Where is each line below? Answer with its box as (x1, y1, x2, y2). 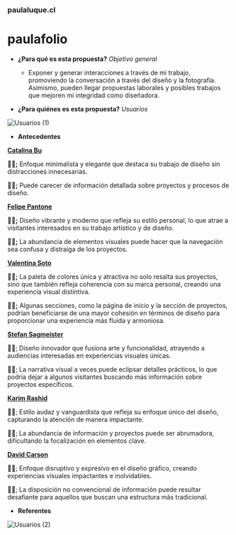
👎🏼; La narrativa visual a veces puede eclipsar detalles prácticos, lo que (7, 365, 218, 373)
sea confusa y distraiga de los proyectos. (7, 245, 128, 253)
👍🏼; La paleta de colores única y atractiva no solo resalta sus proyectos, (7, 272, 218, 281)
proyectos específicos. (7, 380, 74, 388)
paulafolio (7, 31, 68, 48)
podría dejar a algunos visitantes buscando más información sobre (7, 373, 202, 381)
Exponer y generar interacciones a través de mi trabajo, (28, 68, 191, 77)
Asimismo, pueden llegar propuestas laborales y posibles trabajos (28, 83, 221, 92)
